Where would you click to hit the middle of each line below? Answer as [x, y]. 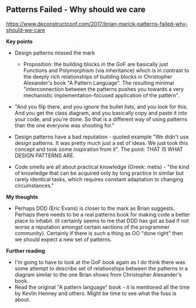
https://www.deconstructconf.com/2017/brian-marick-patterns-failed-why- [97, 23]
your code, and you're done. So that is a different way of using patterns [101, 119]
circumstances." [34, 185]
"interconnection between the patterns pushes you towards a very [104, 89]
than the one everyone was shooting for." [64, 125]
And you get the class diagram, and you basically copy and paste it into [101, 113]
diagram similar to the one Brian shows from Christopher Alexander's [98, 275]
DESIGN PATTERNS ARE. [45, 155]
